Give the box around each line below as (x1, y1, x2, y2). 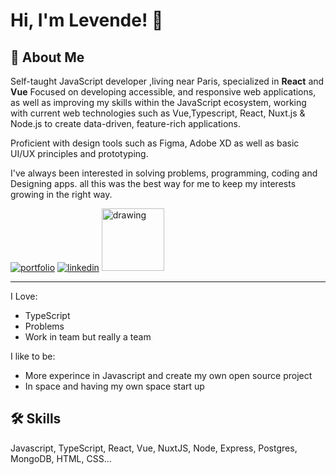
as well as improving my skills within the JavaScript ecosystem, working (10, 97, 307, 108)
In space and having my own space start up (24, 380, 205, 392)
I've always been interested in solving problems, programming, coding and (10, 167, 318, 179)
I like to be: (10, 350, 56, 362)
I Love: (10, 290, 38, 302)
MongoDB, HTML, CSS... (10, 452, 112, 464)
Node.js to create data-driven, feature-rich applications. (10, 118, 241, 129)
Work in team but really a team (24, 331, 152, 343)
